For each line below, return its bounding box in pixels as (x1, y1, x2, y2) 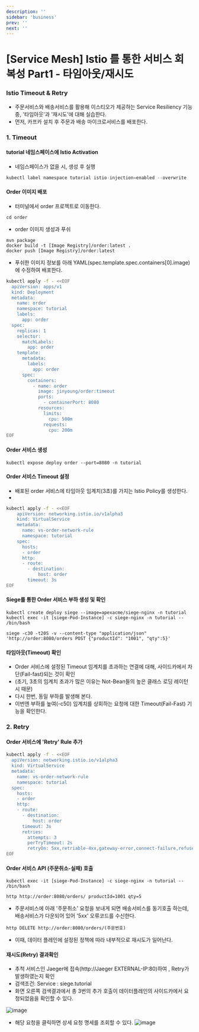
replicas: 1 (17, 327, 46, 334)
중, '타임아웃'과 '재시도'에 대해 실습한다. (14, 110, 107, 117)
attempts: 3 (27, 834, 57, 840)
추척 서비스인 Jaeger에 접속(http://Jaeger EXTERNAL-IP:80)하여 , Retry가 (14, 965, 190, 973)
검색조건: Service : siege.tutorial (14, 980, 92, 988)
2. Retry (6, 723, 30, 731)
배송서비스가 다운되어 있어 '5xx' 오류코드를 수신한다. (14, 912, 136, 919)
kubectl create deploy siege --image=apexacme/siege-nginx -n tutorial (6, 610, 187, 616)
